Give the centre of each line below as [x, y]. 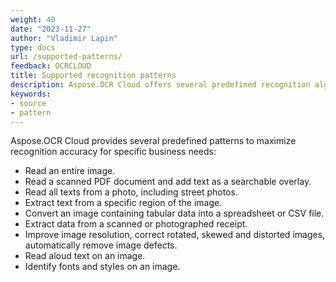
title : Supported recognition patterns [93, 76]
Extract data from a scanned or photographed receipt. [136, 224]
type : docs [33, 47]
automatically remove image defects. [101, 245]
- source [28, 103]
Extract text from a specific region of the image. [123, 203]
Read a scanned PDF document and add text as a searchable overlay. [168, 182]
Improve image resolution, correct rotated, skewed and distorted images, [175, 235]
